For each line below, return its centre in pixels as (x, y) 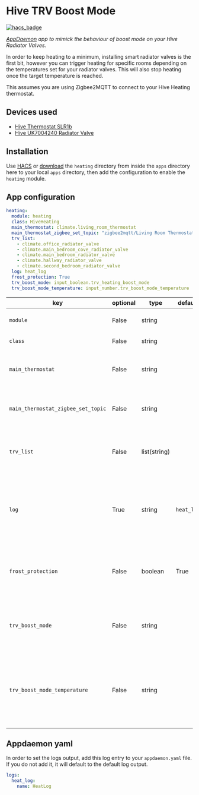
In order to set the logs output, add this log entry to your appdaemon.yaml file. (99, 758)
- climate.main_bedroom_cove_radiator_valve (73, 250)
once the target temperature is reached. (55, 75)
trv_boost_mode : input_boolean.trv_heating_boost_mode (81, 283)
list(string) (156, 452)
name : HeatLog (34, 786)
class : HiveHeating (36, 222)
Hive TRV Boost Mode (61, 11)
